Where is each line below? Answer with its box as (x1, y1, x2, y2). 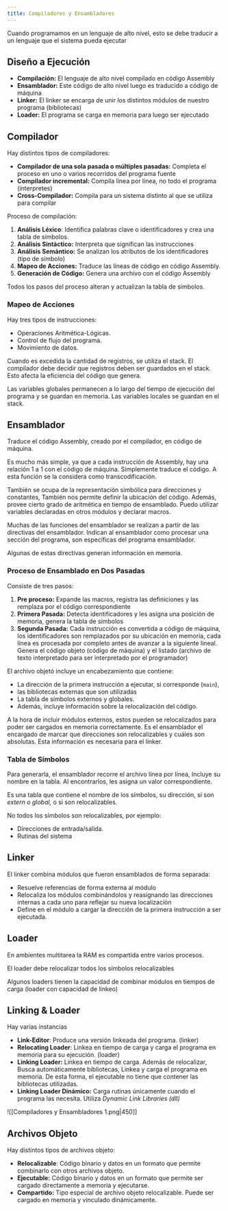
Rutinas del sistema (16, 832, 73, 840)
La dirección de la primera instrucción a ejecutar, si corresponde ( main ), (16, 680, 220, 688)
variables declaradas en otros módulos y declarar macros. (7, 508, 171, 516)
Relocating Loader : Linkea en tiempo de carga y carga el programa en (16, 1043, 216, 1052)
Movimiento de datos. (16, 343, 79, 351)
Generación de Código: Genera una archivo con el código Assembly (16, 269, 211, 278)
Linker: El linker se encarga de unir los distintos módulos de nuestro (16, 96, 210, 104)
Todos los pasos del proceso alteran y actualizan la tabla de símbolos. (7, 282, 205, 291)
